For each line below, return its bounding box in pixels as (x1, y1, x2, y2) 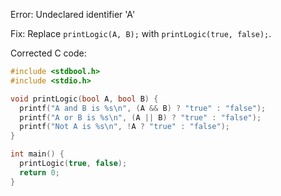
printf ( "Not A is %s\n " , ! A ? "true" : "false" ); (19, 122, 230, 132)
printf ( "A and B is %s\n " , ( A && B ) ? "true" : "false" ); (19, 103, 267, 113)
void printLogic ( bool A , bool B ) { (10, 94, 159, 104)
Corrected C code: (10, 47, 87, 59)
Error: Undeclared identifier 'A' (10, 9, 136, 20)
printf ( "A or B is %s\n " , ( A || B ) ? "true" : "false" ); (19, 112, 262, 123)
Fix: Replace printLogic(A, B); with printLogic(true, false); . (10, 28, 272, 39)
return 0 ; (19, 167, 60, 178)
